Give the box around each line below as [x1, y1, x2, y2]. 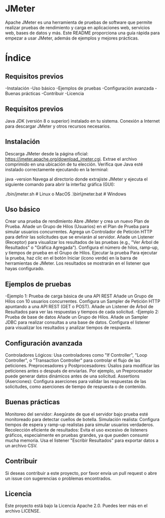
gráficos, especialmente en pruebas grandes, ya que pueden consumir [5, 432, 149, 438]
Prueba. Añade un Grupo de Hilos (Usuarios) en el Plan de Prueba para [5, 224, 149, 230]
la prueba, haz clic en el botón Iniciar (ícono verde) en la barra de [5, 255, 138, 261]
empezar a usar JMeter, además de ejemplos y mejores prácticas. [5, 35, 139, 41]
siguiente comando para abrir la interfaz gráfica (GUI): [5, 181, 115, 187]
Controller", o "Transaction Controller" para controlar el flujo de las [5, 357, 140, 363]
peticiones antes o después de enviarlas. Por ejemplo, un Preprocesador [5, 368, 153, 374]
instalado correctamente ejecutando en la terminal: [5, 166, 109, 172]
